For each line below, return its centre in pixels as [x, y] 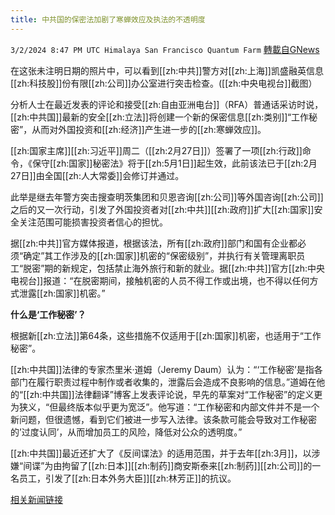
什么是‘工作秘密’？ [48, 314]
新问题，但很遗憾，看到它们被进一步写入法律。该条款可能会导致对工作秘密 [163, 419]
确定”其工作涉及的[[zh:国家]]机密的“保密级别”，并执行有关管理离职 [160, 255]
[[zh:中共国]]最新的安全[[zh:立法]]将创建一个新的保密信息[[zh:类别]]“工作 [160, 117]
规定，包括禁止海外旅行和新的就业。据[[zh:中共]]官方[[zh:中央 [198, 268]
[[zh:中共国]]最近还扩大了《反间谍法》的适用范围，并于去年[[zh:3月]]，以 [161, 453]
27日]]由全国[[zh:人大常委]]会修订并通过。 [97, 175]
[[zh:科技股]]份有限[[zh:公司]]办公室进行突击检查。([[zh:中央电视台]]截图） [164, 83]
